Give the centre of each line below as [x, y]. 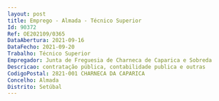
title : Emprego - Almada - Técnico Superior [75, 21]
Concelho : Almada [33, 80]
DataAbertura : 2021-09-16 [46, 41]
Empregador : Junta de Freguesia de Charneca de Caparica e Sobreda [110, 60]
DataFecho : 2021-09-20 [41, 47]
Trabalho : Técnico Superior [49, 54]
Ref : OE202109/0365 [36, 34]
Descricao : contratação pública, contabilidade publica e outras [106, 67]
